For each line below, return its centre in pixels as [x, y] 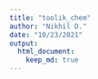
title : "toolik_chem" [50, 18]
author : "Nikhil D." [49, 26]
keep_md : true [52, 60]
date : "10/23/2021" [46, 35]
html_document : [46, 52]
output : [24, 43]
